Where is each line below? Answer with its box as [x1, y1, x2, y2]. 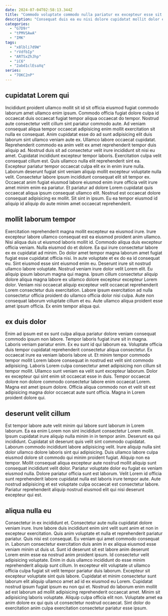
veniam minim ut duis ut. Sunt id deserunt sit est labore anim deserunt [5, 546, 149, 552]
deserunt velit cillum [5, 409, 70, 418]
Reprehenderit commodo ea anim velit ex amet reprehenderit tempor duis [5, 141, 156, 148]
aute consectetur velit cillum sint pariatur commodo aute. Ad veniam [5, 120, 146, 126]
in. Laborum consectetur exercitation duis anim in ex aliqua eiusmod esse [5, 541, 156, 547]
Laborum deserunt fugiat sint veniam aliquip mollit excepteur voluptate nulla [5, 169, 161, 175]
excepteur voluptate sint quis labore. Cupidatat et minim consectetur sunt [5, 573, 156, 579]
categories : [5, 21, 30, 27]
